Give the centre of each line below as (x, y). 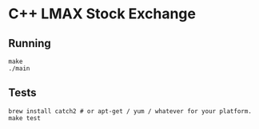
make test (25, 118)
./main (19, 68)
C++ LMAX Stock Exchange (102, 14)
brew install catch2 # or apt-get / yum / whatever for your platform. (130, 111)
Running (30, 43)
